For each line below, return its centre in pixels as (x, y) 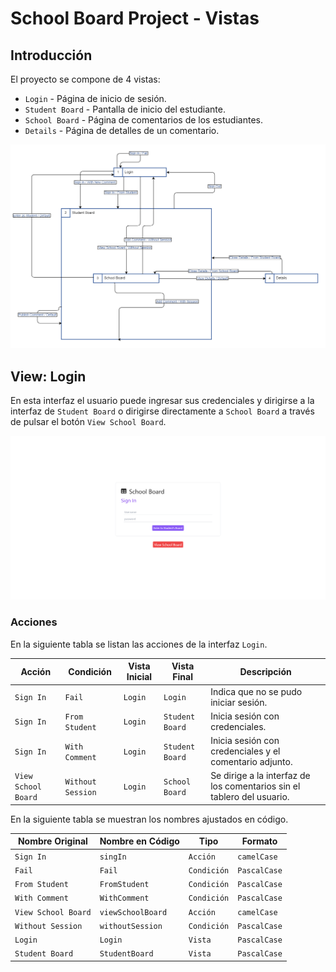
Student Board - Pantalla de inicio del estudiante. (125, 109)
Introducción (51, 55)
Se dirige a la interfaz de (260, 776)
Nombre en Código (139, 841)
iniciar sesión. (239, 702)
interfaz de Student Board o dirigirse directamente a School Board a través (162, 411)
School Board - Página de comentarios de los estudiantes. (143, 120)
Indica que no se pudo (256, 691)
